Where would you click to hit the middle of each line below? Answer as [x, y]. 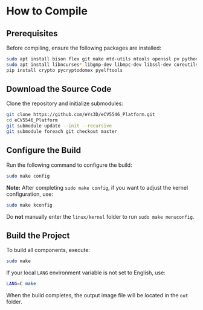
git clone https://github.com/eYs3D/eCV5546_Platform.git [81, 115]
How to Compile [47, 11]
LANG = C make [21, 284]
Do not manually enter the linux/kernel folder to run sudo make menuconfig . [100, 216]
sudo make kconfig [29, 205]
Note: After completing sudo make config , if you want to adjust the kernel [97, 187]
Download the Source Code [59, 89]
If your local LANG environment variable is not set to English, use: [86, 273]
